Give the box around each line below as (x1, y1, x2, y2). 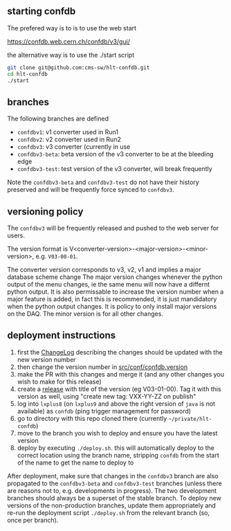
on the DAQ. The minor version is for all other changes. (7, 309, 164, 318)
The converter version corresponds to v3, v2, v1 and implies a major (7, 266, 201, 274)
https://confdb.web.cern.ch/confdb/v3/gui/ (7, 37, 130, 46)
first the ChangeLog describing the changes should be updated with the (17, 348, 223, 356)
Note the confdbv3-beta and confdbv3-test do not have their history (7, 178, 199, 186)
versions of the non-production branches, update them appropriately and (7, 501, 216, 510)
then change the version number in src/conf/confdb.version (17, 363, 188, 371)
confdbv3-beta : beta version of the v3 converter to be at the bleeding (17, 150, 214, 159)
